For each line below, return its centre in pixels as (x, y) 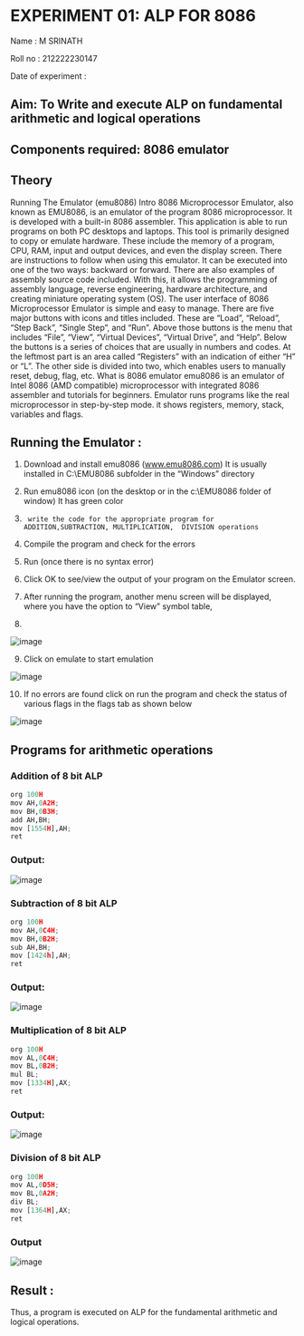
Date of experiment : (48, 76)
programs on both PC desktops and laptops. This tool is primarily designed (150, 231)
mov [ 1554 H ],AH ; (41, 828)
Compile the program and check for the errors (109, 544)
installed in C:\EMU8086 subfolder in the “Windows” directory (139, 474)
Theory (32, 181)
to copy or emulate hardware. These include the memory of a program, (142, 240)
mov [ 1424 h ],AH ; (41, 956)
